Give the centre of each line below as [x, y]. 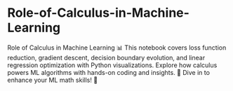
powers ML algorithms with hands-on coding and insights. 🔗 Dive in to [109, 72]
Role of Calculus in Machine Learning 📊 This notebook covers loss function [117, 48]
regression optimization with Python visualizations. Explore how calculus [112, 65]
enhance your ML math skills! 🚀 [53, 80]
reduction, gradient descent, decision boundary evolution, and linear [106, 57]
